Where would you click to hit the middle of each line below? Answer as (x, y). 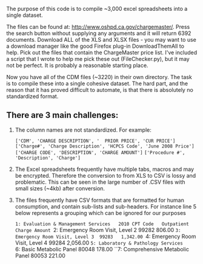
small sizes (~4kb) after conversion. (60, 188)
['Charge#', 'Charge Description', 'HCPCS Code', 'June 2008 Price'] (105, 146)
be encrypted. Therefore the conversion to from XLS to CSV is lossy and (105, 175)
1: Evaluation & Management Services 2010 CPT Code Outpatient (102, 224)
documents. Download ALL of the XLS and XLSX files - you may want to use (101, 40)
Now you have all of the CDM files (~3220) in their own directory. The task (99, 77)
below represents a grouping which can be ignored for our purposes (100, 213)
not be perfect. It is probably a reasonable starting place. (77, 65)
